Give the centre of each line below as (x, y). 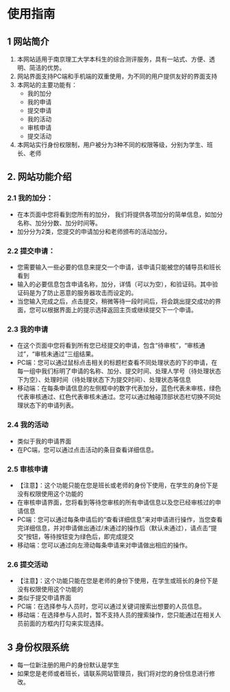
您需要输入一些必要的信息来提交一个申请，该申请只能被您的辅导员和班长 (119, 267)
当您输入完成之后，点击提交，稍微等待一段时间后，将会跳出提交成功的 (116, 301)
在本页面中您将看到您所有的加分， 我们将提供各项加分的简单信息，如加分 (120, 214)
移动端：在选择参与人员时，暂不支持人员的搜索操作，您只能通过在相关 (116, 615)
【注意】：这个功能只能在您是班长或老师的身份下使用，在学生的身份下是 (117, 485)
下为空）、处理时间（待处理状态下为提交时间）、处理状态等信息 (104, 380)
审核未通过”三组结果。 (66, 354)
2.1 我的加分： (30, 198)
